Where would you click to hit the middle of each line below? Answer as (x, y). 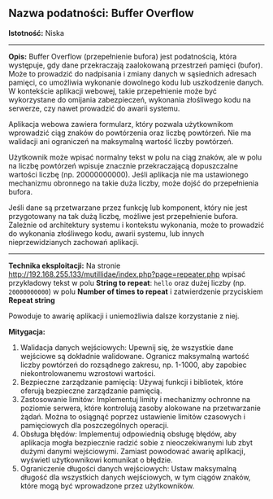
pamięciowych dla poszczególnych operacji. (94, 425)
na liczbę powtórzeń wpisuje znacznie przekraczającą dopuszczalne (123, 165)
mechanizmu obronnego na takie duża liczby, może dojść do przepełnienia (134, 183)
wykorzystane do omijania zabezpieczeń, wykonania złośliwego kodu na (130, 99)
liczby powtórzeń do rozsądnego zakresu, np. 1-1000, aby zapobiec (133, 365)
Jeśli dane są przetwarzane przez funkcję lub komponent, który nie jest (128, 208)
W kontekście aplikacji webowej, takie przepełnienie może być (113, 91)
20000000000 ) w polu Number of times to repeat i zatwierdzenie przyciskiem (136, 291)
